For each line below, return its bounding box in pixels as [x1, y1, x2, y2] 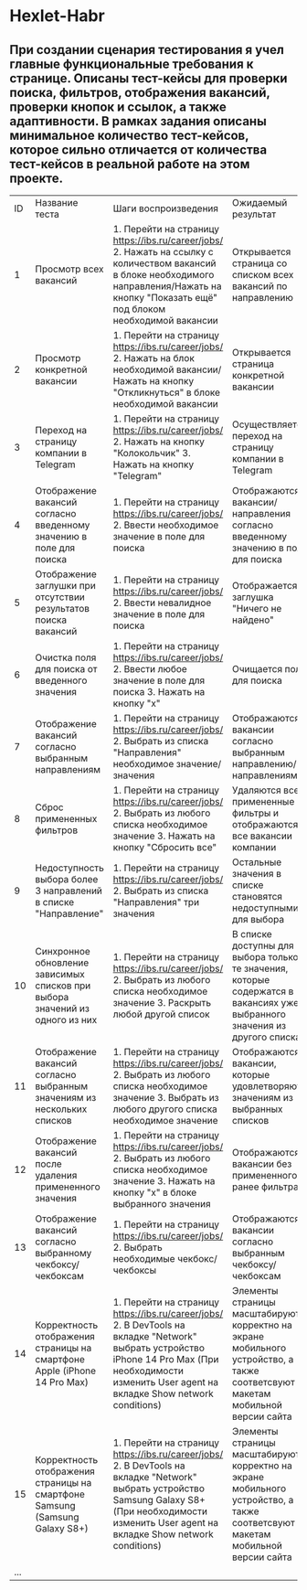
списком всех [231, 269, 294, 281]
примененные [231, 795, 295, 807]
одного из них [35, 1014, 98, 1026]
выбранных [231, 1103, 283, 1115]
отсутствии [35, 591, 85, 603]
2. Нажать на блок [112, 352, 195, 364]
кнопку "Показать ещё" [112, 292, 217, 304]
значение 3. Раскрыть [112, 997, 212, 1008]
